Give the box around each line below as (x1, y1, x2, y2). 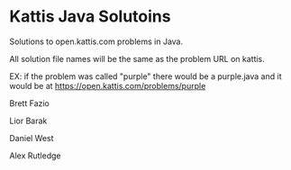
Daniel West (9, 132, 54, 143)
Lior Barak (9, 115, 48, 126)
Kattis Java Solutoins (9, 6, 171, 27)
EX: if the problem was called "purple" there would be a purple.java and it (9, 70, 282, 82)
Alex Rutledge (9, 150, 61, 161)
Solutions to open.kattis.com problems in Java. (9, 36, 183, 47)
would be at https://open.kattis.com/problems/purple (9, 80, 206, 91)
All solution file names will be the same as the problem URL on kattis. (9, 53, 266, 64)
